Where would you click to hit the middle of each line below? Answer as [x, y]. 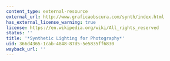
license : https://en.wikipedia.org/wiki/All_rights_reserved [83, 28]
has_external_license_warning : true [51, 22]
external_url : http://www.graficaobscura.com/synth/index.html [85, 17]
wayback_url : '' [26, 49]
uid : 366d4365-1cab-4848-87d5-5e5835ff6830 [60, 44]
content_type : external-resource [47, 11]
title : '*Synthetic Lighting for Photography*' [66, 38]
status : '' [19, 33]
